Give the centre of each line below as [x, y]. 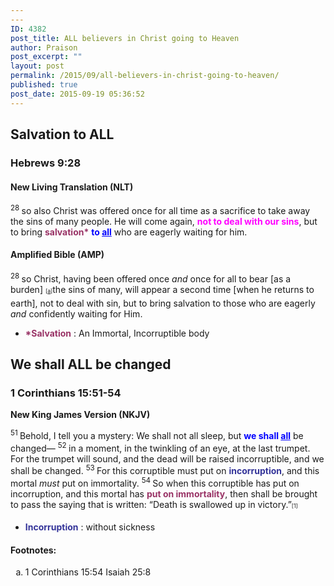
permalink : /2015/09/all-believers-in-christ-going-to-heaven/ [145, 76]
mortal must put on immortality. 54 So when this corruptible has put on [155, 482]
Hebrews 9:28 [46, 163]
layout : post [37, 66]
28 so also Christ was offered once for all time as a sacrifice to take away [160, 209]
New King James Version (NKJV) [80, 415]
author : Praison [44, 47]
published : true [44, 85]
